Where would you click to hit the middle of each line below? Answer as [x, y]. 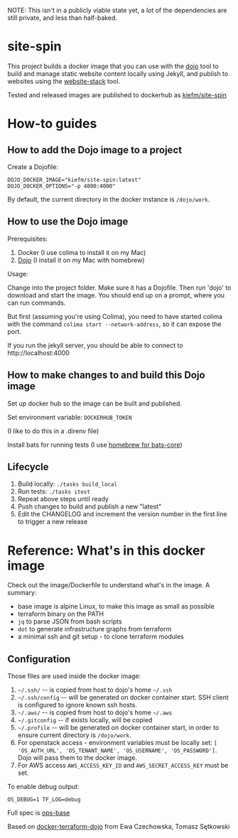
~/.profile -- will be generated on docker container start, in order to [118, 728]
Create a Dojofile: [33, 167]
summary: [22, 593]
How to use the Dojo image [68, 222]
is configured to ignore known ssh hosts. [77, 705]
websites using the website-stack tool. [64, 81]
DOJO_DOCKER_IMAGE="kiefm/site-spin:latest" [74, 180]
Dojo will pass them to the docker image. [77, 758]
